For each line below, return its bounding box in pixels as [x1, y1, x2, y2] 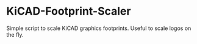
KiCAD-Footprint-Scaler [6, 4, 131, 18]
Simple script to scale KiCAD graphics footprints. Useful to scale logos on [6, 24, 192, 32]
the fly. [6, 31, 24, 38]
